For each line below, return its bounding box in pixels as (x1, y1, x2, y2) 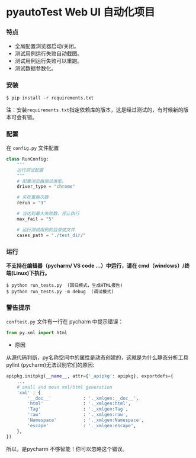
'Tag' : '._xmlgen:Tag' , (27, 406, 128, 412)
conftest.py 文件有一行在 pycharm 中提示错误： (6, 318, 124, 325)
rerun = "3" (17, 200, 46, 206)
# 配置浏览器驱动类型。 (17, 178, 66, 184)
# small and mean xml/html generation (17, 384, 113, 390)
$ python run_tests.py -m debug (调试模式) (6, 289, 114, 294)
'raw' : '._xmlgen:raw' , (27, 412, 128, 418)
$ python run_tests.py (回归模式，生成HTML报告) (6, 282, 123, 288)
